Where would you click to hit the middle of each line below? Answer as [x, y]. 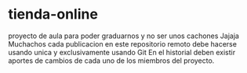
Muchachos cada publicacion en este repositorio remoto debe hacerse [123, 43]
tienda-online [53, 14]
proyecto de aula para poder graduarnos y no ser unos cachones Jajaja [123, 36]
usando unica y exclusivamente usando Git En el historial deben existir [122, 52]
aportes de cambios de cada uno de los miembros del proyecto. [111, 61]
